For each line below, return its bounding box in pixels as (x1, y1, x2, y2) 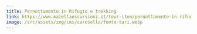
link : (6, 14, 19, 20)
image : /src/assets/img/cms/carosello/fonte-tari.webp (6, 19, 143, 25)
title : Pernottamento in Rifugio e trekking (6, 8, 117, 14)
